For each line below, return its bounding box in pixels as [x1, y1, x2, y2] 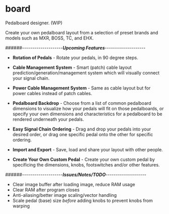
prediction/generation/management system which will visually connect [12, 69, 160, 76]
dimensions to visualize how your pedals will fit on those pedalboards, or [12, 105, 164, 111]
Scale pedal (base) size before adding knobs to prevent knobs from [12, 197, 153, 203]
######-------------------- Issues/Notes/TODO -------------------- [5, 172, 147, 178]
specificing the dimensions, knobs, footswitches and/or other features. [12, 161, 160, 167]
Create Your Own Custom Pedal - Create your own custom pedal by [12, 156, 155, 162]
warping [12, 203, 30, 209]
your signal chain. [12, 75, 49, 81]
